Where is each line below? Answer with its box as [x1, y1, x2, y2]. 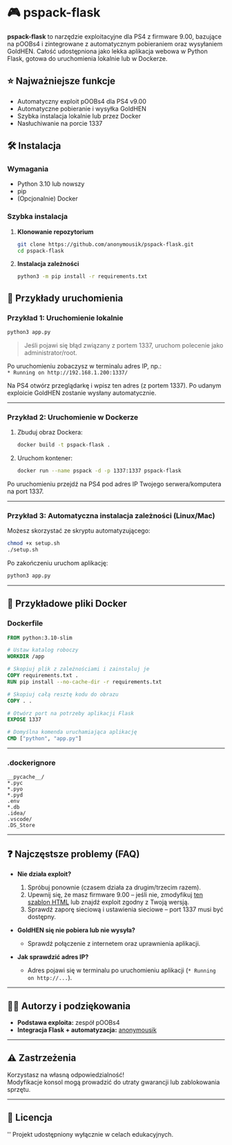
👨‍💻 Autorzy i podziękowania [7, 1000, 131, 1012]
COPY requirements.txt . [7, 672, 79, 679]
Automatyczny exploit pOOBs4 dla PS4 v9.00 [17, 97, 147, 105]
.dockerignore [7, 758, 57, 767]
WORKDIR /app [7, 653, 45, 660]
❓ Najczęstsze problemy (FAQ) [7, 848, 140, 860]
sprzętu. [7, 1085, 31, 1093]
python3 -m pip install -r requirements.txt [17, 273, 148, 280]
